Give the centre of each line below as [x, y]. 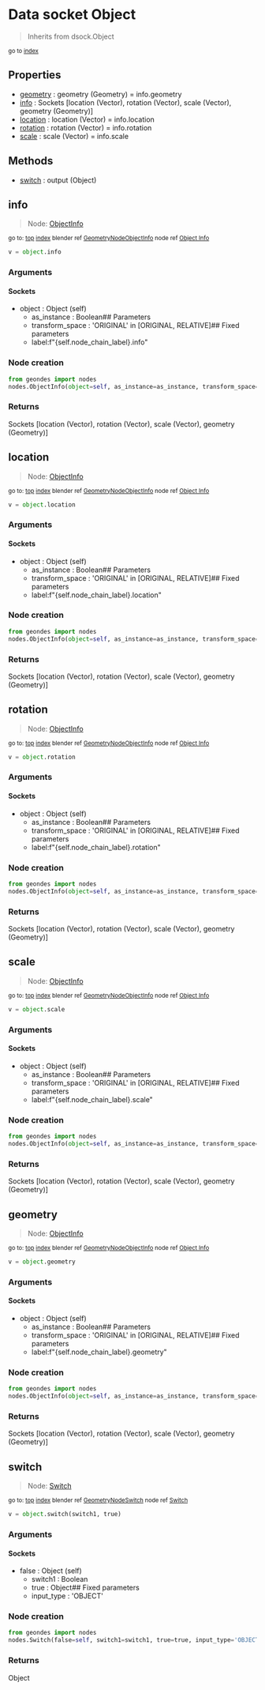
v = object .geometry [42, 1262]
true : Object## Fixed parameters [85, 1588]
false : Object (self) [51, 1571]
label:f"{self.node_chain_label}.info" [90, 342]
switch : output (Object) [58, 180]
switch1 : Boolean [60, 1579]
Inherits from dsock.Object [71, 36]
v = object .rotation [42, 757]
